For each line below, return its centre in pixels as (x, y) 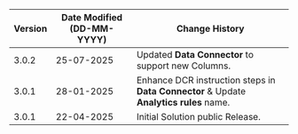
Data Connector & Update (191, 91)
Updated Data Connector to (195, 55)
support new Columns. (184, 66)
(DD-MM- (92, 28)
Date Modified (91, 17)
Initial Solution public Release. (199, 117)
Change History (210, 28)
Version (31, 28)
